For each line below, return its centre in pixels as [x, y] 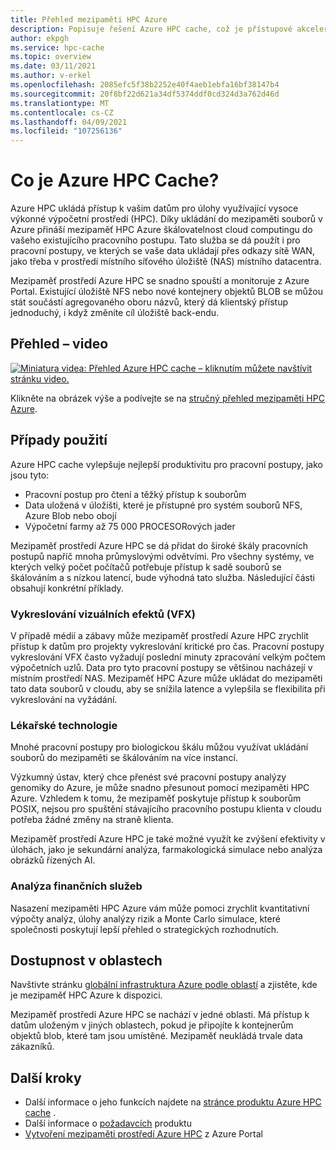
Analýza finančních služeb [76, 886]
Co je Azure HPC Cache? [115, 180]
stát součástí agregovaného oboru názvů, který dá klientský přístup [149, 302]
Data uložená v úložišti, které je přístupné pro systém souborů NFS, [163, 505]
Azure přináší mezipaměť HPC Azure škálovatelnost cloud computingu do [161, 230]
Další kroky [46, 1077]
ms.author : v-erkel [51, 76]
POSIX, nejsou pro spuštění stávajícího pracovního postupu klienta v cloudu [166, 809]
